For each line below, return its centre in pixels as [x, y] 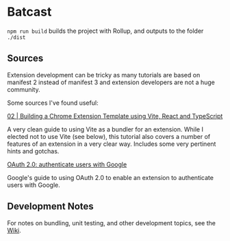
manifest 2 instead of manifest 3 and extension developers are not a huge [111, 82]
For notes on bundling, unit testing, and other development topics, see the [111, 223]
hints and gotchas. [33, 151]
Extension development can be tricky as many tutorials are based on [104, 75]
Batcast [29, 12]
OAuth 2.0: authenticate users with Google [67, 164]
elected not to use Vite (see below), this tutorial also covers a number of [109, 136]
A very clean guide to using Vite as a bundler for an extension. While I [105, 129]
